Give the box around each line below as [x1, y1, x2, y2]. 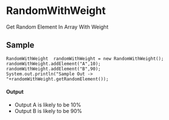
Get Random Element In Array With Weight [6, 23, 109, 30]
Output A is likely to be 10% [14, 101, 82, 108]
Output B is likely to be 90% [14, 107, 82, 114]
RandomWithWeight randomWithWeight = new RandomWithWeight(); [6, 55, 164, 62]
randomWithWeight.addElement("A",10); [6, 61, 101, 66]
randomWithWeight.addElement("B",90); [6, 66, 101, 72]
